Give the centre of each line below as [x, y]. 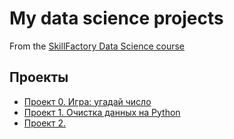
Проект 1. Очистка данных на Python [102, 112]
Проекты [39, 77]
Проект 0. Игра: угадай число [87, 101]
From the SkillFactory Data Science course [97, 46]
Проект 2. [44, 123]
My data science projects [116, 18]
